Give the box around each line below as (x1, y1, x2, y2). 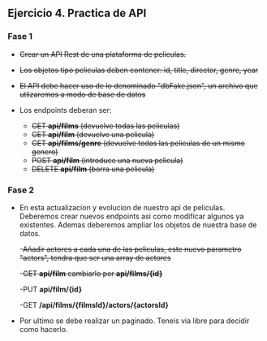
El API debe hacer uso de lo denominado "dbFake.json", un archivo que (19, 80, 258, 90)
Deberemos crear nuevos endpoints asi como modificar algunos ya (19, 211, 244, 221)
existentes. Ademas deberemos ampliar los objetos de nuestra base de (19, 219, 257, 230)
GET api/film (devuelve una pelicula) (31, 129, 155, 139)
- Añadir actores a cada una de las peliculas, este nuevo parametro (19, 244, 242, 254)
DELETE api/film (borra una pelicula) (31, 164, 155, 174)
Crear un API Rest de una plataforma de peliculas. (19, 49, 187, 59)
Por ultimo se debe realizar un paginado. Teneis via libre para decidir (19, 316, 250, 326)
